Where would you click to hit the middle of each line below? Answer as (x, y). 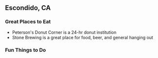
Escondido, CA (28, 8)
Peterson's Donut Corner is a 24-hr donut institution (64, 32)
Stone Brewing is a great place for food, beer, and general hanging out (82, 37)
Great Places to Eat (28, 22)
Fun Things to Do (26, 50)
